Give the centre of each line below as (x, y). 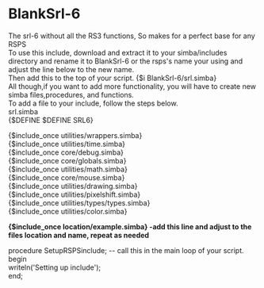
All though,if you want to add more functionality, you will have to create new (132, 86)
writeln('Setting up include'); (55, 267)
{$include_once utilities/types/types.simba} (79, 202)
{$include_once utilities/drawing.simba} (73, 186)
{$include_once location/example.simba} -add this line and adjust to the (130, 226)
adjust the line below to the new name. (71, 69)
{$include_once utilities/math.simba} (68, 169)
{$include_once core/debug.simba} (66, 152)
